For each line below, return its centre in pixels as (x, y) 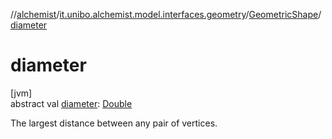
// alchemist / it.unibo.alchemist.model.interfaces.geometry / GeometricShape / (166, 14)
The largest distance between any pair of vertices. (114, 123)
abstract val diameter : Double (71, 103)
